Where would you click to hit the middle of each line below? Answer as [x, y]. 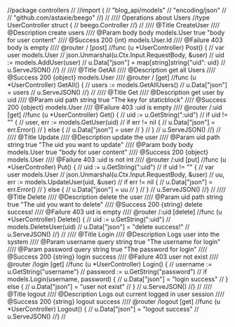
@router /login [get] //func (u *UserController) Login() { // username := [110, 264]
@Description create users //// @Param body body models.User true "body [116, 32]
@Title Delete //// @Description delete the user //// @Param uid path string [115, 197]
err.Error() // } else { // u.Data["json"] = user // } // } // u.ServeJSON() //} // [114, 130]
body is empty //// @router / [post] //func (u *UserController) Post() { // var [116, 47]
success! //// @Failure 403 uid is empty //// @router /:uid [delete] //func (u [115, 212]
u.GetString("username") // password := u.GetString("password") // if [107, 271]
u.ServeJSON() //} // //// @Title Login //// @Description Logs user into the [113, 234]
